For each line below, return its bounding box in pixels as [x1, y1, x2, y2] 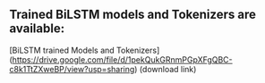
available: [9, 21, 65, 37]
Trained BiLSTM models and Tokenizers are [9, 7, 257, 22]
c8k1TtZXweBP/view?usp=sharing [9, 63, 135, 74]
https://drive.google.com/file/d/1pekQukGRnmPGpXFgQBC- [12, 54, 233, 65]
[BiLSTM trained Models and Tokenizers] [9, 45, 160, 55]
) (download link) [133, 63, 197, 74]
